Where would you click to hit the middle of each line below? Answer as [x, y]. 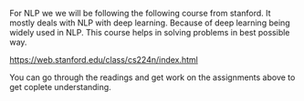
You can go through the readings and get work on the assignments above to [152, 77]
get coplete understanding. [60, 87]
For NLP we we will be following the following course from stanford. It [140, 13]
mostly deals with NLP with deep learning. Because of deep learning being [150, 23]
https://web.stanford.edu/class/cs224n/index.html [104, 60]
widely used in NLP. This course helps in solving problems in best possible [150, 32]
